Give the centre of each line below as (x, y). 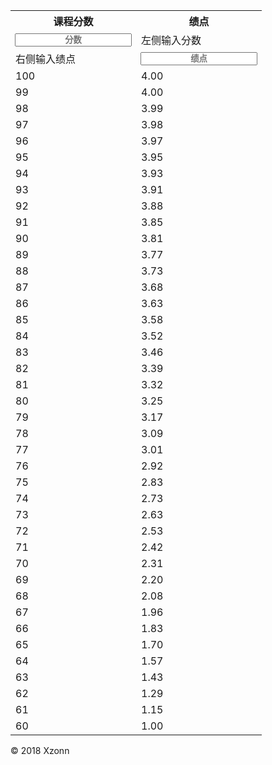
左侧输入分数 (171, 40)
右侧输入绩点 (46, 59)
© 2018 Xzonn (40, 750)
